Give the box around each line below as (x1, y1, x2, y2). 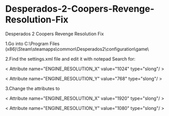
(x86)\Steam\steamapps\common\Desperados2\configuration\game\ (5, 46, 149, 52)
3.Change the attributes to (5, 85, 60, 92)
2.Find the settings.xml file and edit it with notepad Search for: (5, 55, 136, 62)
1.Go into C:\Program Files (5, 40, 60, 46)
